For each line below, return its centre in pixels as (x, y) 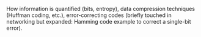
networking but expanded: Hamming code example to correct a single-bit (99, 22)
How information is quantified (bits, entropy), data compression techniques (101, 9)
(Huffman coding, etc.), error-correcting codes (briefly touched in (89, 15)
